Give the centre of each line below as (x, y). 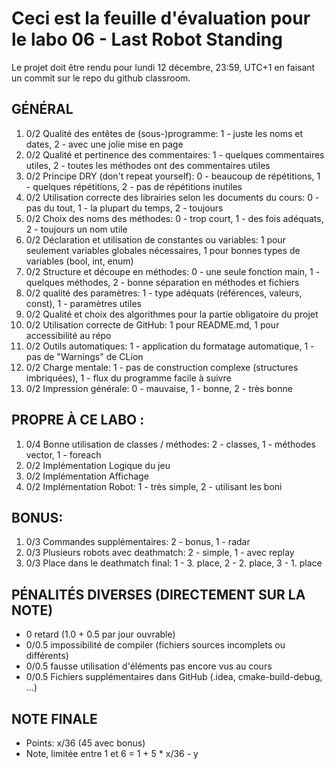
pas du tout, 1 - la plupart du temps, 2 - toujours (124, 208)
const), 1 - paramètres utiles (83, 303)
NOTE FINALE (54, 718)
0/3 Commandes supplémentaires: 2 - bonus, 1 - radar (138, 542)
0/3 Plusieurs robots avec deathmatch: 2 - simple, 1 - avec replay (160, 553)
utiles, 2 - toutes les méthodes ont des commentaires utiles (148, 165)
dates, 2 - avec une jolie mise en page (104, 144)
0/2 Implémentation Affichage (87, 476)
